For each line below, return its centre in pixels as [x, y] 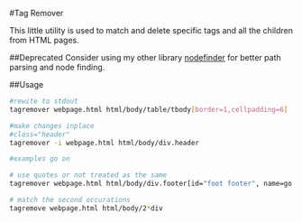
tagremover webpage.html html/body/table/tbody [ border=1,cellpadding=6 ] [149, 109]
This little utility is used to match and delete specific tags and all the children [151, 30]
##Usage [27, 84]
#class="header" [40, 134]
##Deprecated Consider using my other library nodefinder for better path [145, 57]
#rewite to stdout [44, 101]
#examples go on [40, 159]
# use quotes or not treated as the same [88, 175]
